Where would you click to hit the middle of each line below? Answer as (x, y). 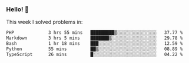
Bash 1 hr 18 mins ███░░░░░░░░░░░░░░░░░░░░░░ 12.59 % (94, 44)
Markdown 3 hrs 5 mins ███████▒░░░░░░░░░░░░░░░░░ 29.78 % (94, 38)
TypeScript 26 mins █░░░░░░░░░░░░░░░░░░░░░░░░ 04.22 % (94, 54)
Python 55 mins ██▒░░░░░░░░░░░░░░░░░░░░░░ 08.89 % (94, 49)
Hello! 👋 (18, 9)
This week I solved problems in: (44, 22)
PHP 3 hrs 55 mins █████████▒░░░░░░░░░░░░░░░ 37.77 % (94, 33)
